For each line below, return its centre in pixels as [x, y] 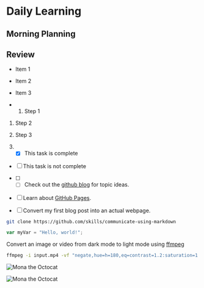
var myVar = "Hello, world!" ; [45, 233]
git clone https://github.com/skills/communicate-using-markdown [91, 221]
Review [21, 54]
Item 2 [23, 81]
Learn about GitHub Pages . [57, 198]
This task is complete [51, 153]
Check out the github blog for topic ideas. [77, 185]
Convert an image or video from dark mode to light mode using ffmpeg [95, 244]
